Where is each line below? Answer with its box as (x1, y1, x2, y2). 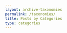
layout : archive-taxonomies (5, 7, 63, 12)
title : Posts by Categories (5, 16, 63, 21)
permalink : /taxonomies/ (5, 12, 56, 16)
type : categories (5, 20, 41, 26)
